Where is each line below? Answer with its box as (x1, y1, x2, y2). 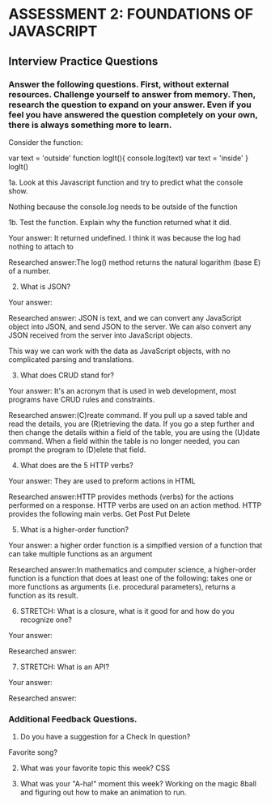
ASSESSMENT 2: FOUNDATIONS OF (8, 5, 253, 23)
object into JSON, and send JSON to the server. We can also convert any (8, 322, 252, 331)
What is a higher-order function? (19, 524, 129, 535)
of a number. (8, 266, 51, 275)
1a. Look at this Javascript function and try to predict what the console (8, 177, 243, 187)
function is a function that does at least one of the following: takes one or (8, 573, 252, 583)
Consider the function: (8, 137, 83, 147)
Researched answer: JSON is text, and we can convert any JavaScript (8, 313, 242, 322)
